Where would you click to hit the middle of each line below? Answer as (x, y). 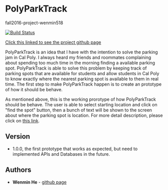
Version (18, 137)
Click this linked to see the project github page (53, 42)
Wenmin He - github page (39, 182)
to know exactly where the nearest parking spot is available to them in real (82, 79)
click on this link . (23, 120)
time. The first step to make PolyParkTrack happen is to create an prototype (83, 84)
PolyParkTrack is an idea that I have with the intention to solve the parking (81, 52)
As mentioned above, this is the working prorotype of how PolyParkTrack (81, 99)
